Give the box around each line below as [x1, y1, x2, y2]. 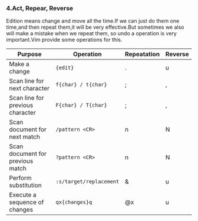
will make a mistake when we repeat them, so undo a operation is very [6, 30, 177, 37]
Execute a [9, 191, 37, 199]
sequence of [9, 198, 44, 206]
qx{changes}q [55, 199, 93, 206]
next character [9, 84, 50, 92]
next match [9, 133, 40, 141]
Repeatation [124, 50, 160, 58]
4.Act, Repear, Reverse [6, 4, 74, 12]
